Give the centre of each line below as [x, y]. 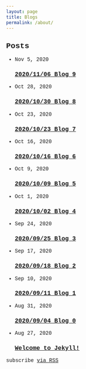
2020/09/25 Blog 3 [45, 238]
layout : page [22, 11]
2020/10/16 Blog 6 [45, 157]
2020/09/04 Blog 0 [45, 321]
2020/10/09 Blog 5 [45, 184]
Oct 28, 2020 [33, 87]
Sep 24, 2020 [33, 224]
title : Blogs [22, 17]
